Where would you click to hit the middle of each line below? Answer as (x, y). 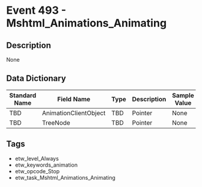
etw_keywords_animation (46, 165)
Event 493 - (36, 10)
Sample (183, 95)
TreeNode (56, 122)
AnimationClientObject (74, 113)
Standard (23, 95)
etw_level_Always (37, 158)
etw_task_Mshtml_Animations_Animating (65, 177)
